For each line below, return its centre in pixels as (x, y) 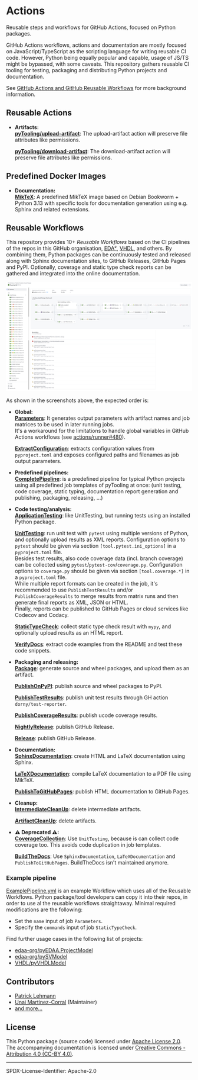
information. (21, 94)
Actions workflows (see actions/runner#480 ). (70, 437)
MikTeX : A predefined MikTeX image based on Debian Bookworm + (97, 197)
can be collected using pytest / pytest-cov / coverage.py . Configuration (98, 565)
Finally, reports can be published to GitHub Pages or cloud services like (101, 609)
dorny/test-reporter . (40, 704)
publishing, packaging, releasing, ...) (59, 498)
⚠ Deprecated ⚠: (37, 832)
